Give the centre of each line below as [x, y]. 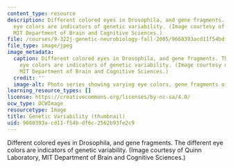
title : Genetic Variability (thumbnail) [67, 116]
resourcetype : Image [37, 110]
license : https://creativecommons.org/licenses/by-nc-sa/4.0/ [99, 97]
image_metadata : [31, 53]
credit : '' [29, 78]
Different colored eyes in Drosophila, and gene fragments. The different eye [115, 142]
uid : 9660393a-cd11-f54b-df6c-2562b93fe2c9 [71, 123]
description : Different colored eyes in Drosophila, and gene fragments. [116, 20]
